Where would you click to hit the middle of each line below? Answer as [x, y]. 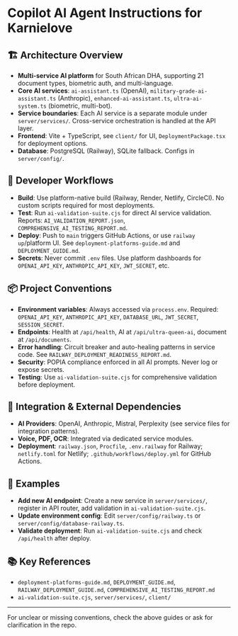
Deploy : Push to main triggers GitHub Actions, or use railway [106, 235]
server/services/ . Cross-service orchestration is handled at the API [117, 121]
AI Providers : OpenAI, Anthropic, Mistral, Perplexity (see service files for [124, 424]
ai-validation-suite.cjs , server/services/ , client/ [94, 597]
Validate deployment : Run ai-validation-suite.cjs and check [110, 531]
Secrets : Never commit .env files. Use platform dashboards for [109, 258]
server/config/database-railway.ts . [71, 523]
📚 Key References [49, 561]
